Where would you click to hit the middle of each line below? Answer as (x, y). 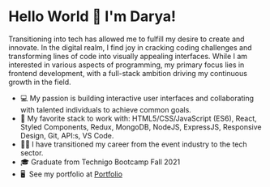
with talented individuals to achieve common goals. (106, 109)
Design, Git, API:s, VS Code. (67, 135)
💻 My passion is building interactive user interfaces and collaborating (137, 98)
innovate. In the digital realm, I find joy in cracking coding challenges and (131, 47)
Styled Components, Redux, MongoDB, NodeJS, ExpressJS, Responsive (141, 127)
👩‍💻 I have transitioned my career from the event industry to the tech (133, 144)
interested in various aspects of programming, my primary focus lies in (126, 65)
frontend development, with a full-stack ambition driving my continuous (128, 73)
